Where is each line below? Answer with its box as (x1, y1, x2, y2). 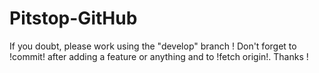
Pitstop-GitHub (9, 7, 138, 30)
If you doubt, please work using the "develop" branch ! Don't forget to (9, 40, 297, 52)
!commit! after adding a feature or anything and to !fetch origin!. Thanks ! (9, 50, 309, 62)
